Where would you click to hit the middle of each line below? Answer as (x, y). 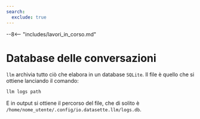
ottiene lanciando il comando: (42, 81)
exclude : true (29, 17)
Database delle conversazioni (81, 58)
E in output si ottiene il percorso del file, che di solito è (73, 103)
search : (16, 12)
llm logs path (24, 92)
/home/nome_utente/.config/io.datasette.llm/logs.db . (74, 109)
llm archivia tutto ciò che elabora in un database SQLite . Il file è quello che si (100, 74)
